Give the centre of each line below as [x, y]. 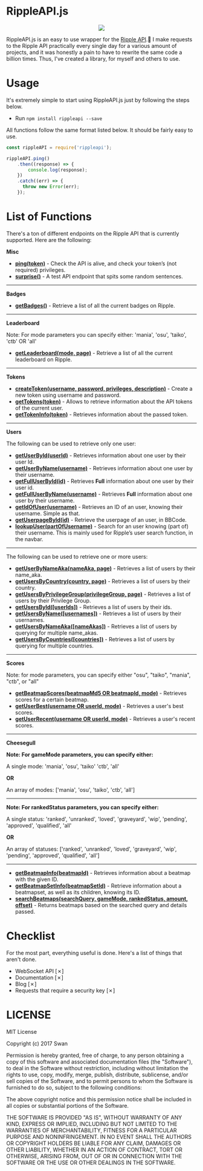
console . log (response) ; [58, 170]
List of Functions [49, 217]
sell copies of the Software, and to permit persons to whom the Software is [100, 1081]
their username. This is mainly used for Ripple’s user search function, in [104, 533]
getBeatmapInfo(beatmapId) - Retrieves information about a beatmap [103, 872]
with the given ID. [37, 879]
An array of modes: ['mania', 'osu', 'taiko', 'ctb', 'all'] [71, 789]
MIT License [22, 1031]
